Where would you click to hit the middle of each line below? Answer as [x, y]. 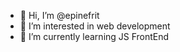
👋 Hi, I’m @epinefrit [59, 15]
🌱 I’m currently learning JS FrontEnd [94, 36]
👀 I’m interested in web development [95, 26]
